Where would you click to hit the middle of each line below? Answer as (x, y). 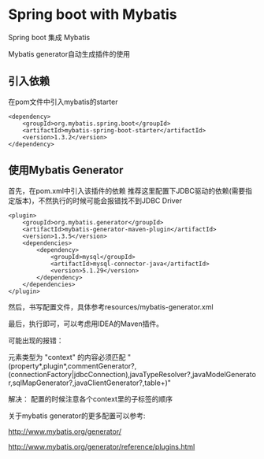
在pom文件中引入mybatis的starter (63, 102)
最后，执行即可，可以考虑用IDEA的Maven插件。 (86, 324)
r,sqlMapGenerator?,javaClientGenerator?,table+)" (90, 383)
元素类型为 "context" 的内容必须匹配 (67, 357)
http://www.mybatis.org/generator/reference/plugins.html (102, 446)
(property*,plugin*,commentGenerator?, (73, 366)
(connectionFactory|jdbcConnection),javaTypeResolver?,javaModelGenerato (132, 374)
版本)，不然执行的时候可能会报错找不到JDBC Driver (99, 200)
